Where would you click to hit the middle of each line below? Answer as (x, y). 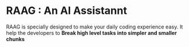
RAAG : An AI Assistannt (67, 11)
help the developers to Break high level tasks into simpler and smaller (92, 32)
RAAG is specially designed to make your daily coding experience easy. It (94, 27)
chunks (16, 39)
